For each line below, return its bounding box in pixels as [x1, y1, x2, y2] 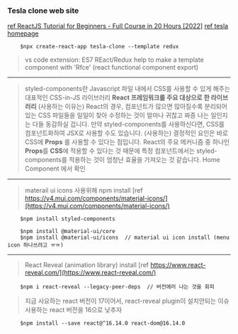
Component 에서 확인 [24, 164, 86, 173]
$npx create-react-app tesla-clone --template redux [20, 43, 179, 50]
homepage [7, 29, 39, 38]
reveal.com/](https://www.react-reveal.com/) [24, 269, 157, 277]
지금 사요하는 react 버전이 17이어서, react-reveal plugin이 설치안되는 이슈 [24, 297, 229, 306]
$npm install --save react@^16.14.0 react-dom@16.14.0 [20, 320, 186, 327]
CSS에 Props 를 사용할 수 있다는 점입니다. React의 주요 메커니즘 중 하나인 [24, 138, 230, 146]
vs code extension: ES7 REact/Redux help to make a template [24, 55, 204, 64]
